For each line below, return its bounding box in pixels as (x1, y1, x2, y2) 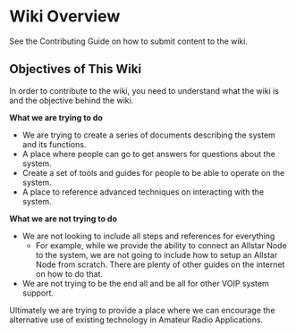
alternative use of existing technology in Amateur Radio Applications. (9, 314, 264, 325)
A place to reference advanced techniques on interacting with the (21, 186, 265, 197)
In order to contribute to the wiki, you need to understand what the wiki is (9, 85, 280, 96)
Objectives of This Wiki (9, 62, 141, 77)
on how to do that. (35, 268, 104, 279)
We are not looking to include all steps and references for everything (21, 230, 275, 241)
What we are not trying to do (9, 213, 118, 224)
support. (21, 288, 55, 298)
